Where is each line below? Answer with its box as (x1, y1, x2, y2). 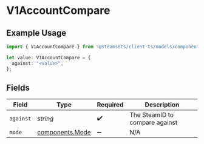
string (37, 114, 54, 123)
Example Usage (6, 28, 67, 38)
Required (97, 100, 124, 109)
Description (144, 100, 180, 109)
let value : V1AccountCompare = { (6, 54, 91, 61)
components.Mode (37, 128, 91, 137)
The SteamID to (129, 111, 174, 119)
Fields (6, 82, 30, 93)
